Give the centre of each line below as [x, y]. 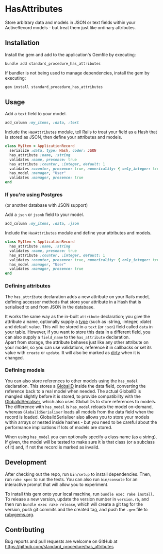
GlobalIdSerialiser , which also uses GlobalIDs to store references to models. [81, 401]
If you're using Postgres [34, 195]
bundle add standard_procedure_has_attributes [53, 63]
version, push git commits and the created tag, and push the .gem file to [76, 509]
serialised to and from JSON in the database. [50, 307]
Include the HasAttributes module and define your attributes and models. [78, 233]
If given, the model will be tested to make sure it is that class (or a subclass [80, 442]
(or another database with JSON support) [47, 205]
